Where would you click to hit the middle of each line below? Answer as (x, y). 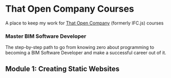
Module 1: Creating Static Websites (62, 69)
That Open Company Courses (70, 9)
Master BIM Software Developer (46, 36)
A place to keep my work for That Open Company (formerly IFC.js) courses (84, 23)
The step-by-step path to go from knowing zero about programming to (80, 47)
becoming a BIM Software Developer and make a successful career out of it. (86, 53)
